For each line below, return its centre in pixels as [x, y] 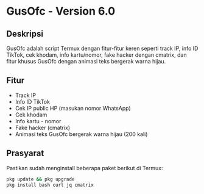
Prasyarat [25, 153]
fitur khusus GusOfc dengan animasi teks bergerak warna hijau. [86, 61]
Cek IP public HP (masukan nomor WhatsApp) [73, 108]
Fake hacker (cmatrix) [43, 128]
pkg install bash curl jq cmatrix [50, 185]
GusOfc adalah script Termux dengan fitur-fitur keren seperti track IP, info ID [102, 48]
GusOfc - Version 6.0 [61, 11]
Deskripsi [25, 34]
